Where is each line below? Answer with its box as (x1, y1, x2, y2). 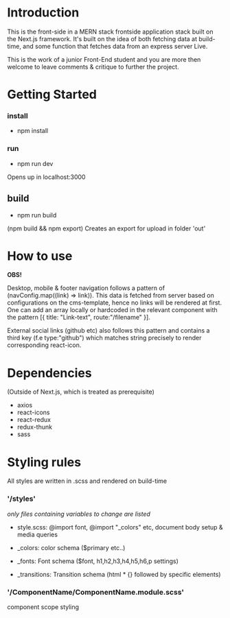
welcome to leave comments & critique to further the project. (7, 62, 180, 71)
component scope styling (7, 602, 80, 611)
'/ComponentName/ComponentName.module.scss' (7, 587, 184, 597)
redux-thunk (16, 423, 53, 431)
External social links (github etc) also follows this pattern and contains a (7, 326, 210, 335)
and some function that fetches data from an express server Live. (23, 42, 208, 50)
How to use (7, 248, 73, 263)
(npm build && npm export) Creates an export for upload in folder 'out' (7, 224, 206, 233)
